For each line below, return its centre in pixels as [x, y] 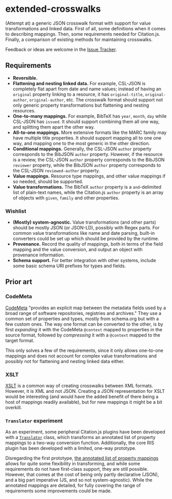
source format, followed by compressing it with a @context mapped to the [83, 335]
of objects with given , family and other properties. [66, 197]
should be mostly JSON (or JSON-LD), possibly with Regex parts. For [86, 228]
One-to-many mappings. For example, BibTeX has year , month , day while [90, 116]
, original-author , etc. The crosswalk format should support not [95, 99]
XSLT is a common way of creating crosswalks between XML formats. [79, 386]
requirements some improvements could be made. [59, 491]
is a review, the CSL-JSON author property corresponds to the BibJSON [89, 159]
